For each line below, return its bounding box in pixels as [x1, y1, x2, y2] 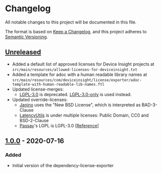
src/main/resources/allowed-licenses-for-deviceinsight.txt [12, 67, 138, 72]
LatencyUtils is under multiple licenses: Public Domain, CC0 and [19, 112, 149, 118]
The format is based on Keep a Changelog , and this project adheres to [5, 28, 147, 34]
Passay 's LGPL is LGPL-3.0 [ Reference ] [19, 123, 99, 128]
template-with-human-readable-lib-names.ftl [12, 82, 105, 87]
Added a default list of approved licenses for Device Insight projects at [12, 61, 155, 67]
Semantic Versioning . [5, 34, 48, 40]
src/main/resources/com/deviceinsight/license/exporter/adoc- [12, 77, 142, 82]
